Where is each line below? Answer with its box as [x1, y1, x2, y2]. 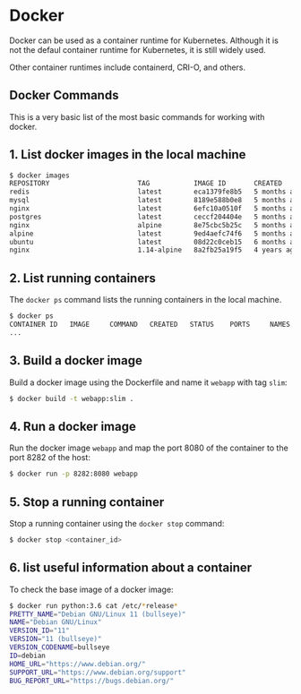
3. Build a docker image [9, 353, 143, 368]
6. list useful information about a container [9, 561, 253, 576]
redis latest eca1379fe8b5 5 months [9, 187, 287, 197]
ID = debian [9, 651, 47, 660]
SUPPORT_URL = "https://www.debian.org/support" [9, 668, 186, 677]
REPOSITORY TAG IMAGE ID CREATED [9, 179, 282, 188]
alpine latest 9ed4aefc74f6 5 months [9, 229, 287, 238]
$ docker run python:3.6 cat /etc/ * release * [9, 601, 178, 610]
